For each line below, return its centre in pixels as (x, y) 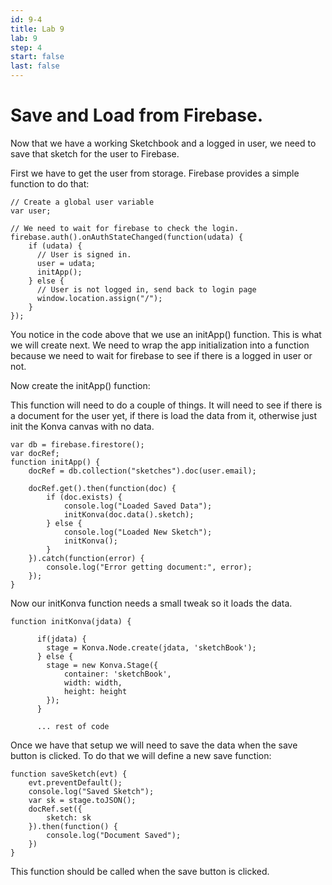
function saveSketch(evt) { (69, 774)
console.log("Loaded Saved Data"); (138, 506)
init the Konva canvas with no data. (82, 426)
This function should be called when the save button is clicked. (140, 871)
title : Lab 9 (37, 29)
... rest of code (73, 726)
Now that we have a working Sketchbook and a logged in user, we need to (163, 143)
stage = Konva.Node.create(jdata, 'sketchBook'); (151, 647)
